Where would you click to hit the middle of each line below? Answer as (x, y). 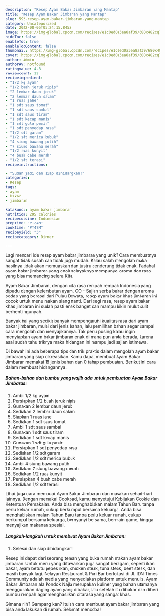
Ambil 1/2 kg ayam (31, 395)
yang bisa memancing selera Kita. (40, 276)
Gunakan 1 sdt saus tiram (38, 432)
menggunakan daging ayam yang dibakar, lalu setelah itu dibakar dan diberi (82, 589)
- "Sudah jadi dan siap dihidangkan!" (45, 173)
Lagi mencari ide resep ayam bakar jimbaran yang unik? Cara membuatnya (81, 255)
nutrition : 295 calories (31, 214)
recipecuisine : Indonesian (33, 219)
